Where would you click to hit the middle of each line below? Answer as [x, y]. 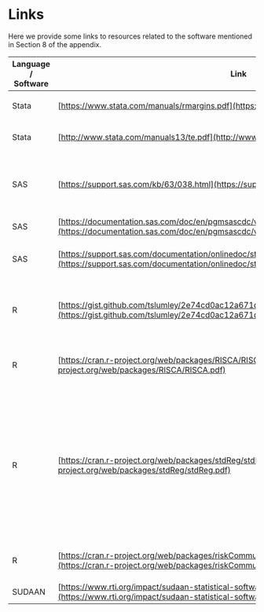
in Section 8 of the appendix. [55, 44]
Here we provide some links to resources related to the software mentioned [130, 36]
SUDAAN [29, 592]
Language [31, 64]
